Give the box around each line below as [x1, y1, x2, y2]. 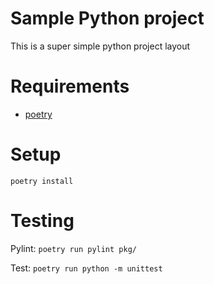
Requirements [10, 75, 130, 98]
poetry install [10, 176, 74, 186]
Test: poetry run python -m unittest [10, 262, 163, 274]
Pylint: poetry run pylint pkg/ [10, 242, 137, 254]
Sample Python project [10, 7, 205, 30]
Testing [10, 210, 75, 232]
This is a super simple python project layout [10, 40, 191, 52]
